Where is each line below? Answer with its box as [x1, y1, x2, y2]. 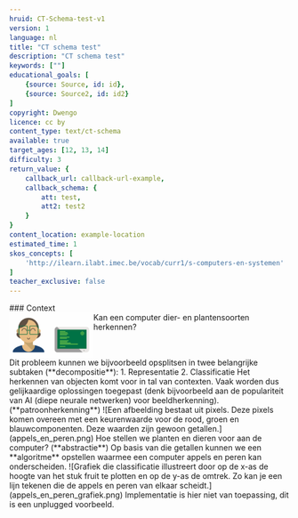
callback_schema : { [25, 183, 98, 192]
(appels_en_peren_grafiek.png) [9, 490, 124, 500]
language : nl [9, 33, 58, 42]
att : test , [41, 192, 82, 202]
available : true [9, 136, 69, 146]
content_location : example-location [9, 231, 145, 239]
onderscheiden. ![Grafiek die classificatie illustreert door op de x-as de [9, 461, 269, 472]
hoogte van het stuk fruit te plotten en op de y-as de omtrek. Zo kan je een [9, 471, 283, 482]
